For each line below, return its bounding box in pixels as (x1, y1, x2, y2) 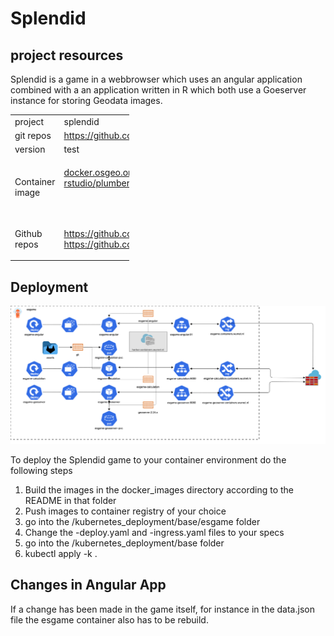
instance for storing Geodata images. (10, 95, 163, 106)
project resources (10, 47, 124, 64)
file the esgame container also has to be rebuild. (10, 613, 209, 626)
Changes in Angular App (10, 577, 167, 594)
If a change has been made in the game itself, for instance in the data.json (10, 603, 315, 615)
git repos (14, 130, 52, 141)
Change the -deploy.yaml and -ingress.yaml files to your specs (24, 527, 285, 539)
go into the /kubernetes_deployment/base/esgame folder (24, 516, 261, 528)
